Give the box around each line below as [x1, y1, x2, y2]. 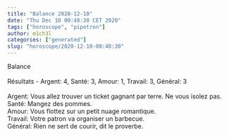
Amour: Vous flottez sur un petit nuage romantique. [7, 107, 156, 115]
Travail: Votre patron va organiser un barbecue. [7, 115, 145, 123]
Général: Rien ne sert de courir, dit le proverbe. [7, 122, 144, 130]
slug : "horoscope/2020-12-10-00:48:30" [7, 43, 125, 50]
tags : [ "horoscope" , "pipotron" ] [7, 23, 106, 30]
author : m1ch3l [7, 30, 52, 37]
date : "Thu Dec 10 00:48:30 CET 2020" [7, 17, 121, 24]
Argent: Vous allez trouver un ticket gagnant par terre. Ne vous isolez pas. [7, 92, 222, 100]
